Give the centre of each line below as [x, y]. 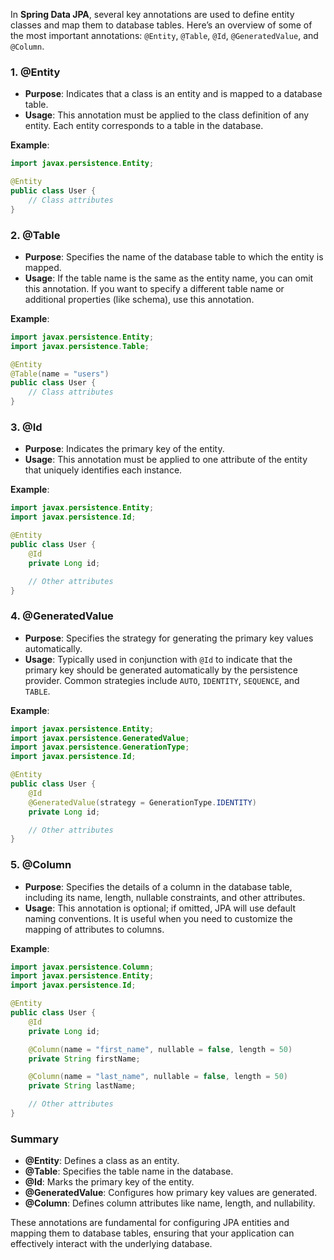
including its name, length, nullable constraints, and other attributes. [165, 897]
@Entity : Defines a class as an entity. [102, 1161]
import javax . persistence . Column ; [82, 967]
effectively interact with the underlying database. [111, 1244]
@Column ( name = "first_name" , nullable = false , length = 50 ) [160, 1049]
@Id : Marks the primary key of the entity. [109, 1182]
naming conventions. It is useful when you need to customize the [158, 918]
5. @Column [41, 865]
